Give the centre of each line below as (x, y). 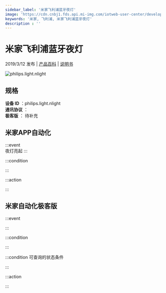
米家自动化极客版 (31, 206)
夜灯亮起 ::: (17, 150)
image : (12, 14)
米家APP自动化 (28, 133)
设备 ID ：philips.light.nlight (33, 103)
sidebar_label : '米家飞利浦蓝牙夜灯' (41, 10)
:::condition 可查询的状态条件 (35, 257)
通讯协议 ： (17, 110)
